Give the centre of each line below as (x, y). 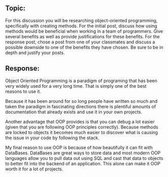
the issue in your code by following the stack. (52, 138)
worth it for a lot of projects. (34, 169)
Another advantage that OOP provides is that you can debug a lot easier (80, 122)
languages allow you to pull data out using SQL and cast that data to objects (84, 158)
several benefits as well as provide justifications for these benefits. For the (82, 36)
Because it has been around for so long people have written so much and (81, 101)
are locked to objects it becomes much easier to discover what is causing (81, 132)
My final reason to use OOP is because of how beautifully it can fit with (79, 147)
